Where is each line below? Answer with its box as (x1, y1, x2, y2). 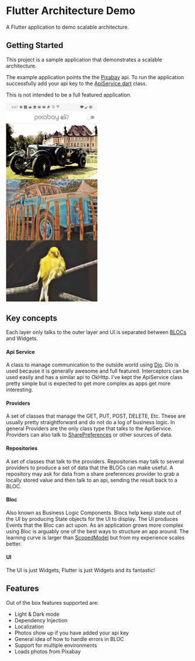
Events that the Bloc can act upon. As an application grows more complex (6, 522, 184, 529)
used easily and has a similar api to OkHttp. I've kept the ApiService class (6, 374, 183, 381)
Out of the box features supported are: (6, 599, 99, 606)
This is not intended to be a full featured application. (6, 91, 132, 98)
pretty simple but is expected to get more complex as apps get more (6, 380, 171, 387)
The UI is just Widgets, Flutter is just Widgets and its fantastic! (6, 567, 155, 574)
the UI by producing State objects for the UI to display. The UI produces (6, 515, 178, 522)
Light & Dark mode (14, 611, 60, 618)
